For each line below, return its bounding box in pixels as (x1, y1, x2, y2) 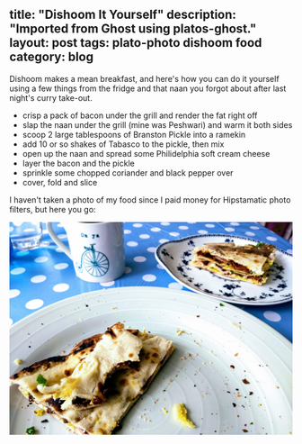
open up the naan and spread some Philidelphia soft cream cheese (22, 148, 271, 159)
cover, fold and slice (22, 177, 98, 187)
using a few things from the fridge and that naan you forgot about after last (9, 83, 287, 94)
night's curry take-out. (9, 92, 93, 103)
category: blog (9, 50, 94, 65)
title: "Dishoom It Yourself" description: (9, 7, 236, 23)
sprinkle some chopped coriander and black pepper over (22, 167, 234, 178)
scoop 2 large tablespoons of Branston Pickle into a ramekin (22, 129, 246, 140)
